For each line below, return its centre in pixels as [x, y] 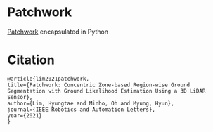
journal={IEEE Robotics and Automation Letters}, [82, 110]
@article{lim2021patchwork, [49, 79]
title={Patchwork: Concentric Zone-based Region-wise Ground [99, 85]
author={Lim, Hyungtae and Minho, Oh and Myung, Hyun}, [91, 103]
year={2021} [25, 115]
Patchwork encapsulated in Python [58, 32]
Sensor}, [20, 97]
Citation [31, 60]
